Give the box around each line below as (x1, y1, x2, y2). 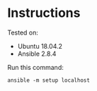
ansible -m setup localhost (7, 76, 91, 84)
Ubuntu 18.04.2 (17, 42, 62, 50)
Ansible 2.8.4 (17, 49, 57, 58)
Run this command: (7, 63, 64, 71)
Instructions (7, 5, 81, 21)
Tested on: (7, 28, 39, 37)
